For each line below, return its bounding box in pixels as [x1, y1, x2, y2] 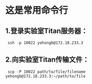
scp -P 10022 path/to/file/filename [7, 69, 86, 74]
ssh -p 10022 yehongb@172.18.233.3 [7, 40, 83, 45]
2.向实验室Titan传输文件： [5, 55, 89, 64]
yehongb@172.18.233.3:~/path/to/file [5, 73, 86, 79]
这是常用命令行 [5, 5, 68, 16]
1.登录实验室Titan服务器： [5, 26, 88, 35]
